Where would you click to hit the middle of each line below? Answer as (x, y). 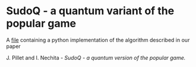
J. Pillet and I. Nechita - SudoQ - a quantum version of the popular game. (96, 58)
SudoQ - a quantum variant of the (90, 11)
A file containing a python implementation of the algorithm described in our (98, 40)
